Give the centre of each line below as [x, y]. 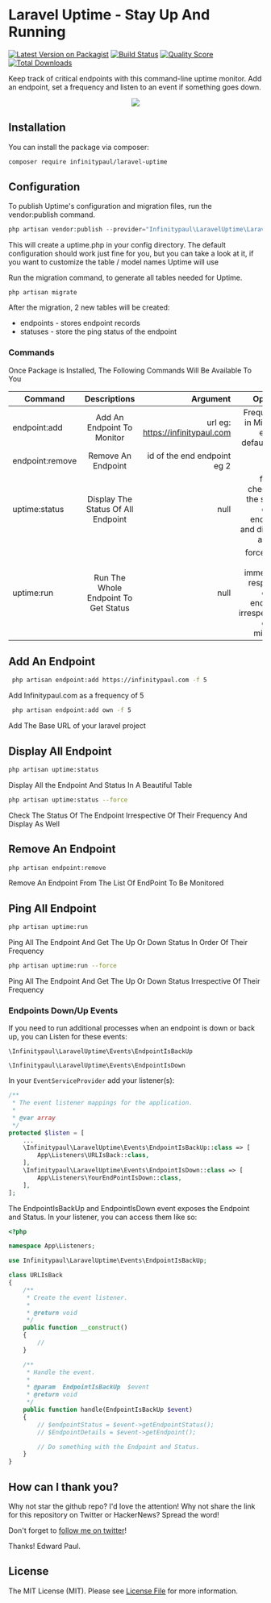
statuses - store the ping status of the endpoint [98, 331]
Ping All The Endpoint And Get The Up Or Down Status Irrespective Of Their [134, 981]
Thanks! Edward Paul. [44, 1546]
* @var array [34, 1118]
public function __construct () [75, 1328]
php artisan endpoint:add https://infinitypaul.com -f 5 [109, 680]
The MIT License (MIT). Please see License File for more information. [123, 1591]
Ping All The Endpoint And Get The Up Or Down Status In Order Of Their [128, 943]
